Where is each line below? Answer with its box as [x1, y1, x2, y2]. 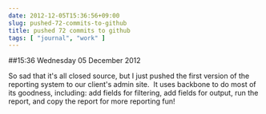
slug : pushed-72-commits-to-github [8, 19, 127, 27]
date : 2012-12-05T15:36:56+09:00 [8, 11, 120, 20]
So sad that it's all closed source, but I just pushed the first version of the [8, 71, 250, 81]
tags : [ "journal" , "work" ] [8, 33, 106, 42]
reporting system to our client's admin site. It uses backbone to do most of [8, 80, 256, 89]
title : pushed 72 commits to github [8, 26, 131, 34]
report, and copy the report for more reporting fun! [8, 96, 175, 106]
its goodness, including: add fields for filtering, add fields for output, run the [8, 88, 259, 98]
